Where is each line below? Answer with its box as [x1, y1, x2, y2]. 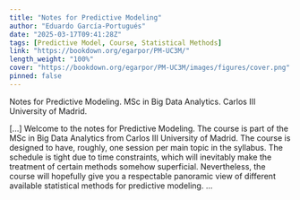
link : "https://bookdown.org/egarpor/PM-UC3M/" [9, 47, 191, 56]
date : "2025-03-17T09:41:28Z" [9, 30, 123, 39]
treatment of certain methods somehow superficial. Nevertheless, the [9, 161, 266, 171]
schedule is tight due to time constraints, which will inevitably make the [9, 152, 272, 162]
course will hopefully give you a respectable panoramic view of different [9, 170, 276, 181]
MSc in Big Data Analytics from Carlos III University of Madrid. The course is [9, 132, 291, 143]
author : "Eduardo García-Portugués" [9, 22, 146, 30]
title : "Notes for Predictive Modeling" [9, 13, 163, 22]
